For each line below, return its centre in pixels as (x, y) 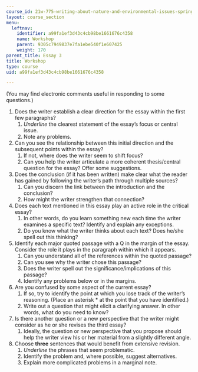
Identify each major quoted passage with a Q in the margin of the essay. (102, 243)
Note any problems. (47, 137)
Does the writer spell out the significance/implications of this (97, 269)
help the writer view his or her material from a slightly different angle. (107, 338)
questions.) (20, 100)
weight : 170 (31, 50)
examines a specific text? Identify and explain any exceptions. (99, 224)
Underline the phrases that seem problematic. (79, 350)
